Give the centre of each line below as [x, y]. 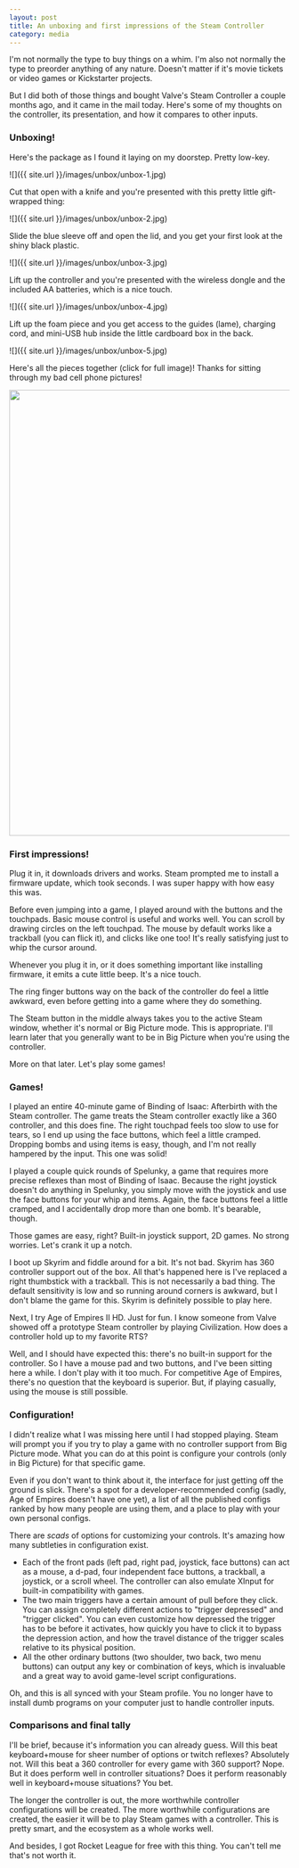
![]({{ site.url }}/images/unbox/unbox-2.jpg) [89, 218]
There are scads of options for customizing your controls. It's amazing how [147, 1535]
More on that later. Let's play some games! [88, 1064]
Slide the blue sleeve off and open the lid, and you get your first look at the [146, 235]
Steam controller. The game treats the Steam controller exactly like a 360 [143, 1116]
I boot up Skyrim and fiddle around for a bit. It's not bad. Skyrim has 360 [142, 1263]
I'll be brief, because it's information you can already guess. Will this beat [144, 1745]
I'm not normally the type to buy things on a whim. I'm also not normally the [148, 60]
